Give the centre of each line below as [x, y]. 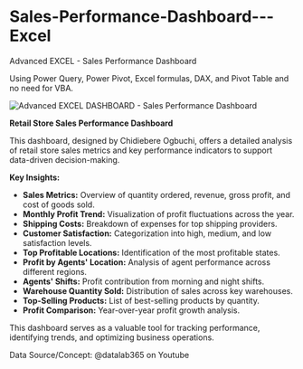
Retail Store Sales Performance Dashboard [91, 123]
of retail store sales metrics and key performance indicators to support [141, 150]
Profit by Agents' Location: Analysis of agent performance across [147, 262]
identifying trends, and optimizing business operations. [112, 337]
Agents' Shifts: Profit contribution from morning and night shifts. [143, 281]
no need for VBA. [42, 88]
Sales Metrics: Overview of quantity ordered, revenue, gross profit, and [156, 194]
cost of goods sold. [58, 204]
